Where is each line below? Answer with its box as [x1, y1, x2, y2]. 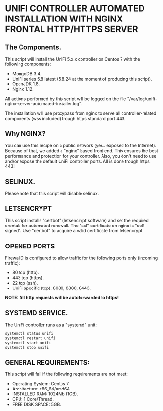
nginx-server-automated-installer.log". [5, 101, 82, 106]
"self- [135, 223, 146, 228]
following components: [5, 62, 51, 67]
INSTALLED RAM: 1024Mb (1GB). [12, 391, 78, 397]
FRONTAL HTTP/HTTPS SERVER [5, 24, 138, 35]
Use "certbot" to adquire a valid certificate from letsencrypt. [22, 228, 144, 234]
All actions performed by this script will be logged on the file [5, 96, 126, 102]
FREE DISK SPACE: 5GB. [12, 401, 61, 408]
